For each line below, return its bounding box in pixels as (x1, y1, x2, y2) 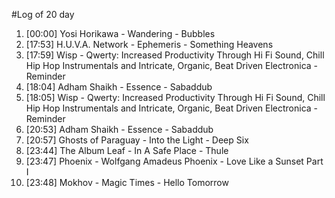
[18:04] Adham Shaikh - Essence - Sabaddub (25, 81, 213, 93)
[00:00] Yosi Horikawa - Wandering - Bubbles (25, 28, 216, 39)
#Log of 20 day (11, 9, 75, 20)
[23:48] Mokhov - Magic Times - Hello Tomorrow (25, 177, 229, 188)
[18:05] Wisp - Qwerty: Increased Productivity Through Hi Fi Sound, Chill (25, 92, 326, 103)
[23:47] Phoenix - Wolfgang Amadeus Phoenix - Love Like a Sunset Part (25, 155, 324, 167)
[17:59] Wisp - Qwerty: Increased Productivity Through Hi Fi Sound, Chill (25, 49, 325, 61)
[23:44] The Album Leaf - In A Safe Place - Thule (25, 145, 229, 156)
